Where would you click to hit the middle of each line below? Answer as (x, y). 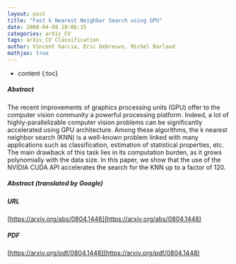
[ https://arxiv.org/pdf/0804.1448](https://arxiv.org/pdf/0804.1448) (104, 253)
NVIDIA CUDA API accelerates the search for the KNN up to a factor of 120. (117, 167)
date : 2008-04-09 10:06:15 (47, 27)
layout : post (26, 14)
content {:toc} (38, 73)
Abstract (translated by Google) (55, 184)
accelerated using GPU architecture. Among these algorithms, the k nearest (117, 130)
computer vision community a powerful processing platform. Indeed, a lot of (118, 114)
